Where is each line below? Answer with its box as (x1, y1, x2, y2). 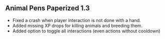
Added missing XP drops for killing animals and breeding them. (12, 22, 143, 28)
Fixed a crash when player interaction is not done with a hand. (12, 17, 141, 23)
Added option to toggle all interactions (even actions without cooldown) (12, 27, 160, 34)
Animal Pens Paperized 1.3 (5, 4, 90, 12)
